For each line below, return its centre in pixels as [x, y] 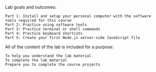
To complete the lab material [36, 60]
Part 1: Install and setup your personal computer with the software [78, 16]
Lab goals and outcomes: [31, 7]
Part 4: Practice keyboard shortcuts [44, 34]
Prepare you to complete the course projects [53, 65]
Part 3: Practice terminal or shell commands [53, 29]
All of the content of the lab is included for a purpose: [59, 47]
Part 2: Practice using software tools [46, 25]
